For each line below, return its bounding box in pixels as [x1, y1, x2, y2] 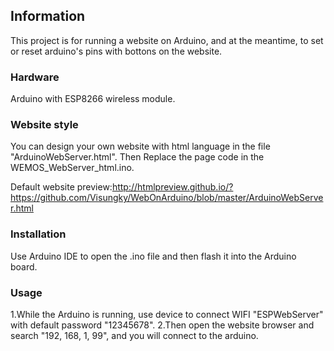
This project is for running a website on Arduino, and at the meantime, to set [10, 34, 324, 46]
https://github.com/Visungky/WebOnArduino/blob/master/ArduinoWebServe [10, 192, 324, 204]
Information [10, 8, 86, 25]
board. [10, 260, 38, 273]
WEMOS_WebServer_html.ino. [10, 162, 135, 174]
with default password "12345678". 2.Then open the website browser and [10, 319, 315, 331]
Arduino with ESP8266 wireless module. [10, 93, 176, 105]
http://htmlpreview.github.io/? [111, 181, 234, 193]
